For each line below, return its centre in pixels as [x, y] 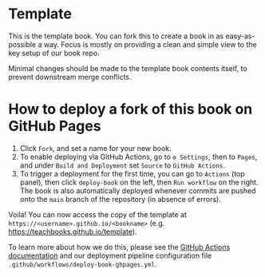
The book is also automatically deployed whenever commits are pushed [138, 190]
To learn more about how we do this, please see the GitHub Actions [119, 247]
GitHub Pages [55, 127]
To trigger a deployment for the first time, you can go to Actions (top [132, 173]
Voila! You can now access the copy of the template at [98, 214]
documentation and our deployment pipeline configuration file [110, 255]
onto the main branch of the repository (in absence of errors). [120, 199]
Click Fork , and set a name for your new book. [95, 148]
